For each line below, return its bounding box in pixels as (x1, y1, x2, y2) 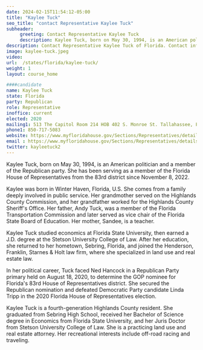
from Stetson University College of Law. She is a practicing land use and (6, 323, 186, 331)
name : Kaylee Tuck (6, 87, 53, 94)
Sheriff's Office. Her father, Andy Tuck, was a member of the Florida (6, 204, 176, 212)
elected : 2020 (6, 116, 42, 122)
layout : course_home (6, 71, 59, 77)
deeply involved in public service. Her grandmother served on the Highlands (6, 192, 196, 199)
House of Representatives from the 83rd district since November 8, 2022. (6, 173, 190, 181)
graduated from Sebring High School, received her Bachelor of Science (6, 311, 184, 318)
